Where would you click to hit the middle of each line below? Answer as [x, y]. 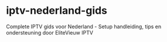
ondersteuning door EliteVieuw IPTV [50, 32]
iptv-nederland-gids [57, 11]
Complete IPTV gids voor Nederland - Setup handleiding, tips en [84, 26]
